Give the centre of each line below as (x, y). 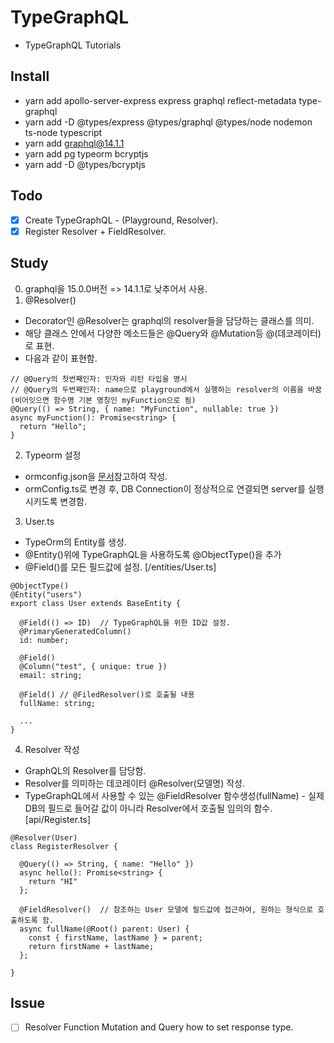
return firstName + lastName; (91, 946)
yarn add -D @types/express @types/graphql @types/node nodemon (168, 122)
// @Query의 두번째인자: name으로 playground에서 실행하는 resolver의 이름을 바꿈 (166, 389)
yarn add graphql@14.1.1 (74, 143)
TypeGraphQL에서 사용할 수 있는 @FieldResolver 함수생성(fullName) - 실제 (174, 795)
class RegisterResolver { (64, 846)
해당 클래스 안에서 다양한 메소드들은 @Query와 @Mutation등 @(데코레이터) (173, 333)
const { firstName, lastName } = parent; (115, 937)
